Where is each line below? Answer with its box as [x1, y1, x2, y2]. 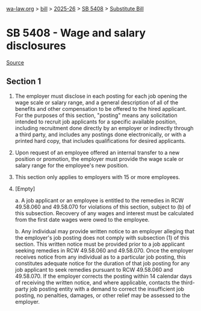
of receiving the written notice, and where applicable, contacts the [14, 278, 181, 286]
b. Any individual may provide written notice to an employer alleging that [14, 227, 194, 234]
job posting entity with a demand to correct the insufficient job [29, 285, 185, 292]
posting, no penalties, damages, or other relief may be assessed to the [14, 292, 191, 299]
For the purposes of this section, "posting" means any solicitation [14, 112, 178, 119]
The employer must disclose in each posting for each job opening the [14, 92, 188, 99]
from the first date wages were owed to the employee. [14, 216, 150, 223]
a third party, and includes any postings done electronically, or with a [14, 131, 187, 138]
